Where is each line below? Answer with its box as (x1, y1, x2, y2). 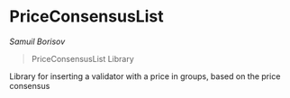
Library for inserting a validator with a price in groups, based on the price (9, 70, 281, 82)
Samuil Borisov (9, 36, 66, 47)
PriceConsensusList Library (31, 53, 135, 64)
